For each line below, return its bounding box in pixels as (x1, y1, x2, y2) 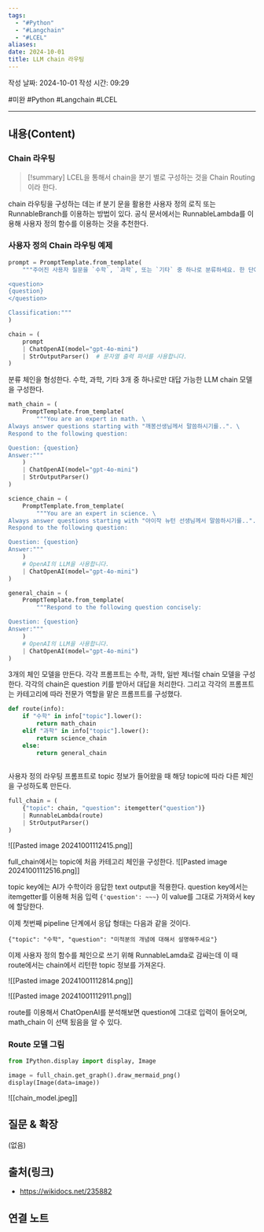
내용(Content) (8, 128, 76, 141)
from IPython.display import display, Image (8, 1057, 156, 1065)
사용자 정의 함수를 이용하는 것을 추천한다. (22, 218, 149, 228)
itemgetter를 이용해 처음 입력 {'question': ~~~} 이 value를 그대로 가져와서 (8, 891, 242, 901)
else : (22, 742, 41, 749)
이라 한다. (27, 182, 57, 191)
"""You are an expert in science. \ (36, 509, 156, 517)
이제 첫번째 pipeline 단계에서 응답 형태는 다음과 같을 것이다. (8, 918, 191, 927)
